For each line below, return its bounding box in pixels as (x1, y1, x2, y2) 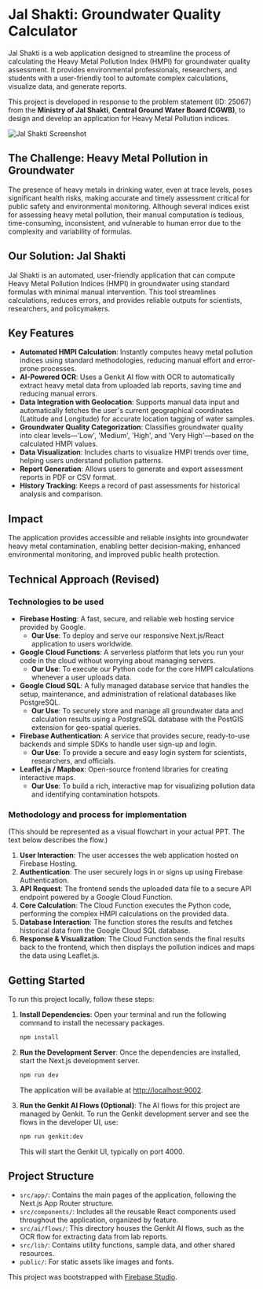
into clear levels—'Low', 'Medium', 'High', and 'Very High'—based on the (19, 431, 254, 440)
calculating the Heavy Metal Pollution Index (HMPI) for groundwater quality (8, 57, 251, 66)
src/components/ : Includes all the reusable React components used (19, 1207, 236, 1217)
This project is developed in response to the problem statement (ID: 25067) (8, 97, 252, 106)
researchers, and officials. (31, 756, 116, 765)
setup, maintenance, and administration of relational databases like (19, 689, 237, 698)
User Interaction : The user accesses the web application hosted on (19, 851, 239, 860)
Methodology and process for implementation (8, 808, 187, 819)
